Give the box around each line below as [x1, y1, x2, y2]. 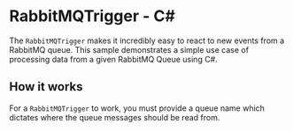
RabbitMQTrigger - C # [9, 6, 175, 26]
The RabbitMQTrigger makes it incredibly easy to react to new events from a [9, 35, 285, 46]
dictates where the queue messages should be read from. [9, 112, 220, 122]
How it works [9, 79, 83, 94]
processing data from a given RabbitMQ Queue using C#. [9, 54, 219, 64]
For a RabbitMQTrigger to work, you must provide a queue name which [9, 103, 266, 113]
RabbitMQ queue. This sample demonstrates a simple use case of [9, 44, 250, 55]
